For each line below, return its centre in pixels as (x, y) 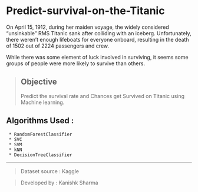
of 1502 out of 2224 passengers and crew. (58, 46)
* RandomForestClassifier (40, 134)
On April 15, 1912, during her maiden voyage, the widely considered (88, 27)
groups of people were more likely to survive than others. (76, 63)
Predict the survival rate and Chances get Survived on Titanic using (102, 96)
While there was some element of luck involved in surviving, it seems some (97, 57)
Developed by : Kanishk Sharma (59, 183)
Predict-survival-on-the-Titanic (85, 11)
